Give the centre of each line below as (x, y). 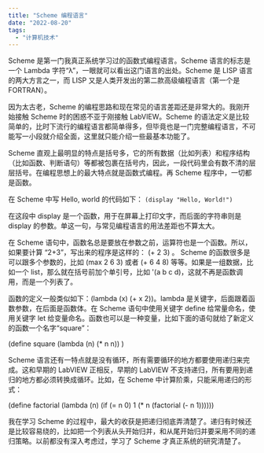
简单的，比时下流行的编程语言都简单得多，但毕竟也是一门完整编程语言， (125, 127)
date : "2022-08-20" (40, 23)
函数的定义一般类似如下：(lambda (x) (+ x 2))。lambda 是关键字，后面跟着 (128, 299)
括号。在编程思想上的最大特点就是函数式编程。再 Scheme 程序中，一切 (130, 173)
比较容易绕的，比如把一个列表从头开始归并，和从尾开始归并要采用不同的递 (135, 431)
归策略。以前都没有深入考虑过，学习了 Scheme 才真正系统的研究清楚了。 (126, 441)
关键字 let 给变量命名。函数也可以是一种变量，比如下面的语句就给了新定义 (134, 319)
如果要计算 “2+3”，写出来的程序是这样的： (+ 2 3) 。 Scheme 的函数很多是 (129, 252)
